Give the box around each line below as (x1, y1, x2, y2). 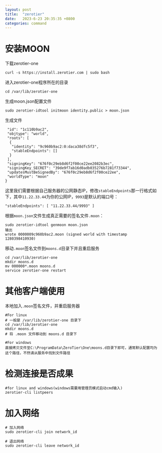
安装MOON (5, 44, 50, 54)
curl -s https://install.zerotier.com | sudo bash (5, 70, 110, 75)
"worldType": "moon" (7, 174, 49, 179)
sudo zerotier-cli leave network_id (5, 443, 79, 448)
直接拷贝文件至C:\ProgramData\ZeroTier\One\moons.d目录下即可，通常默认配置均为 (5, 345, 158, 350)
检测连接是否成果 (5, 368, 74, 380)
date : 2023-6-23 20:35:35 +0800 (5, 16, 75, 21)
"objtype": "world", (7, 132, 49, 136)
